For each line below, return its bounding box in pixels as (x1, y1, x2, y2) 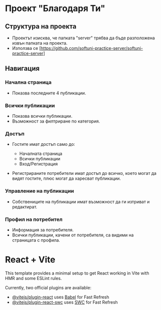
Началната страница (19, 151, 63, 156)
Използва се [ (12, 46, 41, 51)
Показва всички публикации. (12, 113, 73, 119)
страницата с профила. (12, 237, 61, 243)
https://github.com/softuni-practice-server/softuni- (40, 46, 143, 51)
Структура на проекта (5, 22, 77, 31)
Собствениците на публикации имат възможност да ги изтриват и (12, 199, 150, 204)
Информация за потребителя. (12, 227, 74, 232)
